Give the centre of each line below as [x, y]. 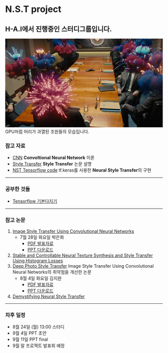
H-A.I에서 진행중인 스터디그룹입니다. [58, 29]
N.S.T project [33, 9]
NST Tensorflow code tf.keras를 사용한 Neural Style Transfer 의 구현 [82, 170]
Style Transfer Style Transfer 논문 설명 [52, 164]
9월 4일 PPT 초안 [29, 333]
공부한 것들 [18, 189]
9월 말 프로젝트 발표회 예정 [38, 346]
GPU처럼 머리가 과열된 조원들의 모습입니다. [47, 132]
